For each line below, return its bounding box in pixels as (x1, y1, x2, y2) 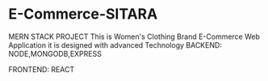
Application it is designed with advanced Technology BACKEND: (8, 40, 222, 49)
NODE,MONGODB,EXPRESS (8, 49, 103, 58)
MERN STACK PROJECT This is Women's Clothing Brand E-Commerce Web (8, 32, 261, 41)
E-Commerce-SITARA (8, 5, 158, 23)
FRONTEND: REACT (8, 64, 75, 74)
